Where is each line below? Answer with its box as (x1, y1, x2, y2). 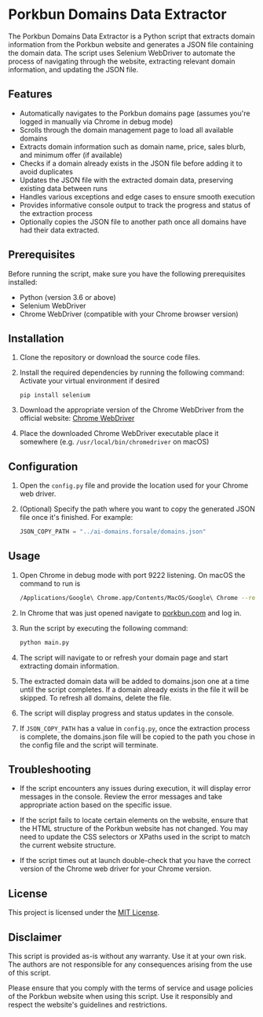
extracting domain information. (19, 661, 119, 671)
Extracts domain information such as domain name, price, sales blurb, (19, 141, 246, 151)
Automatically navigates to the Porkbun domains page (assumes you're (19, 108, 250, 118)
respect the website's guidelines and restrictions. (8, 1000, 167, 1010)
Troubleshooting (8, 763, 92, 777)
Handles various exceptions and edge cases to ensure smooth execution (19, 192, 255, 201)
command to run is (19, 579, 81, 588)
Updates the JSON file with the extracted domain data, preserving (19, 175, 234, 185)
